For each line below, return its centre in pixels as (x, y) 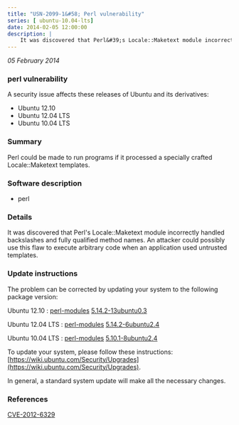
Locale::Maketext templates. (49, 165)
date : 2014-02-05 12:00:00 (47, 27)
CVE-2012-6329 (31, 414)
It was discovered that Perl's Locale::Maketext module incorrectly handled (116, 232)
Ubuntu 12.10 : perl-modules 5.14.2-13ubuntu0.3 (77, 311)
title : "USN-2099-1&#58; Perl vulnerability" (76, 14)
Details (20, 217)
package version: (33, 296)
